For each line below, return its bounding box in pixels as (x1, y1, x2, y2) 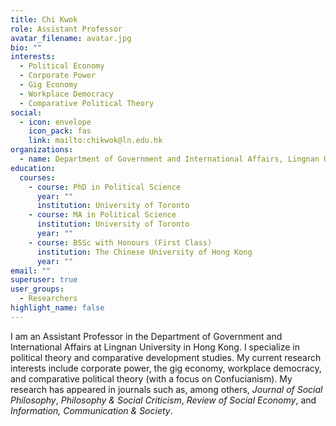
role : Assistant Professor (10, 24, 123, 34)
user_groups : (10, 284, 65, 295)
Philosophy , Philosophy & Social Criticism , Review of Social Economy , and (10, 394, 317, 406)
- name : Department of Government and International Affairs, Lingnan (19, 154, 320, 164)
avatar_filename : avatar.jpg (10, 33, 132, 43)
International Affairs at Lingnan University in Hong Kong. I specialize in (10, 341, 301, 353)
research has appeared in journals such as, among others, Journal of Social (10, 383, 323, 395)
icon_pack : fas (28, 126, 92, 136)
